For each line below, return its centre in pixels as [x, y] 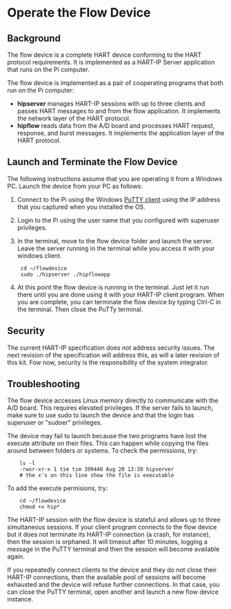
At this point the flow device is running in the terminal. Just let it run [113, 287]
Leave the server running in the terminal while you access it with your [116, 248]
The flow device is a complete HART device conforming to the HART [104, 55]
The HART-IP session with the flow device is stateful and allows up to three [114, 520]
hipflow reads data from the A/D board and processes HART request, [116, 125]
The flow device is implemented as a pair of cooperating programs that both [115, 83]
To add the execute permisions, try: [58, 488]
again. [16, 556]
